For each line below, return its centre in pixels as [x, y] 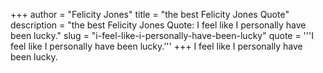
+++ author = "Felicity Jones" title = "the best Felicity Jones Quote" [150, 14]
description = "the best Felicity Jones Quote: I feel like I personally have [158, 25]
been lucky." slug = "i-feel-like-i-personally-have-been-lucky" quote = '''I [162, 35]
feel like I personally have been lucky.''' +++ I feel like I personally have [156, 46]
